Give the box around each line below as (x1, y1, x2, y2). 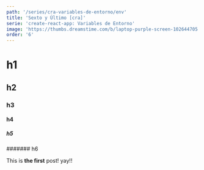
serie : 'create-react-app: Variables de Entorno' (6, 20, 136, 26)
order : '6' (6, 32, 34, 38)
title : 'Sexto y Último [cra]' (6, 15, 86, 21)
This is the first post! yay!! (6, 157, 73, 164)
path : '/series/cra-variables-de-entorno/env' (6, 9, 127, 15)
